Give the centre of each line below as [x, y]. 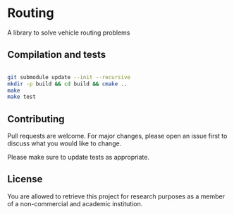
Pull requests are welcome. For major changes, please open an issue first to [117, 136]
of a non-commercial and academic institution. [75, 203]
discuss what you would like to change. [64, 143]
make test [22, 97]
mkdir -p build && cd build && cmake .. [68, 84]
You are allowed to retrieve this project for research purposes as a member [116, 196]
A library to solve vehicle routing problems [69, 32]
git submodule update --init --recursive [69, 77]
